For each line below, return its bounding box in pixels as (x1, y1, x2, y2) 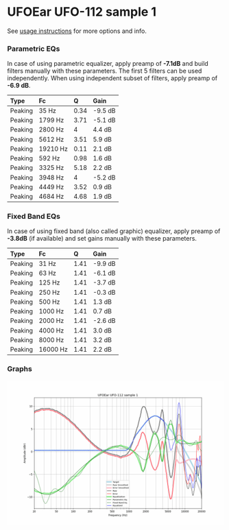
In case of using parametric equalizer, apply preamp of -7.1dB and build (7, 60, 209, 68)
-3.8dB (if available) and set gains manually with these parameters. (7, 234, 197, 243)
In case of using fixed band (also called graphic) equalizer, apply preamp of (7, 227, 221, 235)
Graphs (7, 364, 32, 374)
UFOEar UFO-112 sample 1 (7, 4, 156, 20)
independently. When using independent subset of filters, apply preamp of (7, 74, 218, 82)
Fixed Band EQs (7, 211, 60, 221)
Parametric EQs (7, 44, 60, 53)
